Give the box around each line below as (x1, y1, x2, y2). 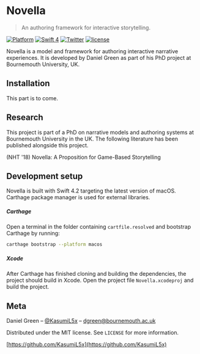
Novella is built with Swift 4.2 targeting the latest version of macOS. (6, 187, 176, 194)
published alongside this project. (6, 141, 89, 149)
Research (6, 112, 44, 123)
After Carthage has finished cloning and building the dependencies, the (6, 270, 187, 278)
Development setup (6, 171, 83, 181)
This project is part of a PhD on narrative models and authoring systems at (6, 128, 194, 136)
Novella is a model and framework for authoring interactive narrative (6, 47, 179, 55)
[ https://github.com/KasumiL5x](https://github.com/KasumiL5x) (6, 341, 167, 348)
